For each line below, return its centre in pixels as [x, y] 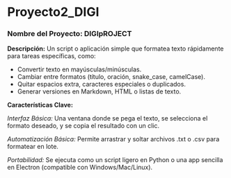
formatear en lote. [33, 147]
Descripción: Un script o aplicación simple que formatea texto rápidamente [115, 48]
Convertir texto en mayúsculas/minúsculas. [79, 69]
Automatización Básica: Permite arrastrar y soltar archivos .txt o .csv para [113, 139]
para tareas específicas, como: [51, 56]
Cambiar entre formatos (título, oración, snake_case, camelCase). [111, 77]
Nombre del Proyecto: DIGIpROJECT [70, 34]
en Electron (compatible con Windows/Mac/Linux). [80, 168]
